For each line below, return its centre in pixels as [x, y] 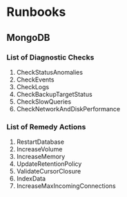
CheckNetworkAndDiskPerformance [68, 109]
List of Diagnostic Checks [50, 57]
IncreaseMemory [41, 157]
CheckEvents [35, 79]
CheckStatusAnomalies [50, 72]
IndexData [31, 179]
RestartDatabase [40, 142]
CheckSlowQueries [44, 102]
